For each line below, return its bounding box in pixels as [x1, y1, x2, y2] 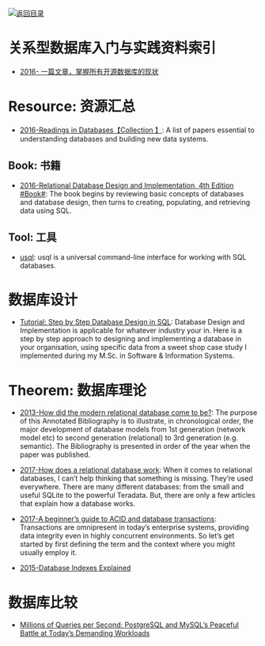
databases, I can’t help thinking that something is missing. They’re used [19, 473, 253, 483]
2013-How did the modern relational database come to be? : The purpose [19, 408, 258, 417]
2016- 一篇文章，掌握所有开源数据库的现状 [19, 66, 159, 76]
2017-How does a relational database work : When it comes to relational [19, 465, 253, 475]
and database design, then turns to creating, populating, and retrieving [19, 197, 251, 207]
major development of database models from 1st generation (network [19, 424, 246, 435]
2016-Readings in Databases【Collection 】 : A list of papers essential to [19, 125, 255, 135]
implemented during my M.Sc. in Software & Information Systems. [19, 351, 235, 360]
